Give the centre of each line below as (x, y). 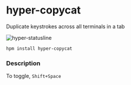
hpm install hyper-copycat (39, 48)
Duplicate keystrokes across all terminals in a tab (65, 26)
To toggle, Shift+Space (34, 76)
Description (23, 63)
